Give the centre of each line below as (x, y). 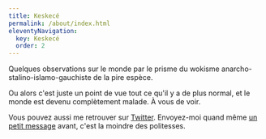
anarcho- (237, 69)
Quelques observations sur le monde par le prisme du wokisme (114, 69)
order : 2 (30, 46)
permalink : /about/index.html (60, 23)
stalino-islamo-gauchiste (50, 78)
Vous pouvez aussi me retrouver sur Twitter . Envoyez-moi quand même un (133, 117)
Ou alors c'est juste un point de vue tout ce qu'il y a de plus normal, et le (129, 93)
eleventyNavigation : (43, 31)
